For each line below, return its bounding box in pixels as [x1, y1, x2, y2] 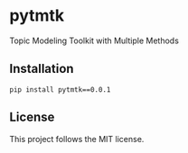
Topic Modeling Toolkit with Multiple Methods [9, 35, 179, 46]
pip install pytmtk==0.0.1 [9, 85, 111, 94]
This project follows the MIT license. [9, 133, 145, 144]
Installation [9, 61, 74, 76]
